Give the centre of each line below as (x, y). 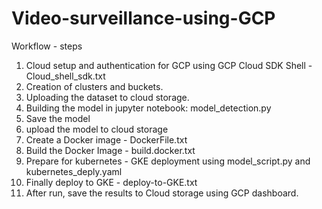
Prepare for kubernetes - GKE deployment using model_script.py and (168, 161)
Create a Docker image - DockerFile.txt (106, 139)
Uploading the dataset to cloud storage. (107, 97)
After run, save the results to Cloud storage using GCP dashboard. (162, 193)
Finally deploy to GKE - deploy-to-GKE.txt (111, 182)
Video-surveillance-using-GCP (143, 18)
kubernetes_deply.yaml (74, 171)
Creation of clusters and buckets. (94, 86)
